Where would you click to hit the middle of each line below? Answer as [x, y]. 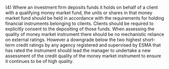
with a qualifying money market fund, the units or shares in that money [79, 13]
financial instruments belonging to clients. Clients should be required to [79, 23]
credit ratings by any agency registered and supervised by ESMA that [88, 45]
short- [149, 40]
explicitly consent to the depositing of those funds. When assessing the [80, 29]
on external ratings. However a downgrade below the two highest [73, 40]
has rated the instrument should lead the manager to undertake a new [78, 50]
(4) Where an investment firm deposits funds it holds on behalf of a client [82, 7]
